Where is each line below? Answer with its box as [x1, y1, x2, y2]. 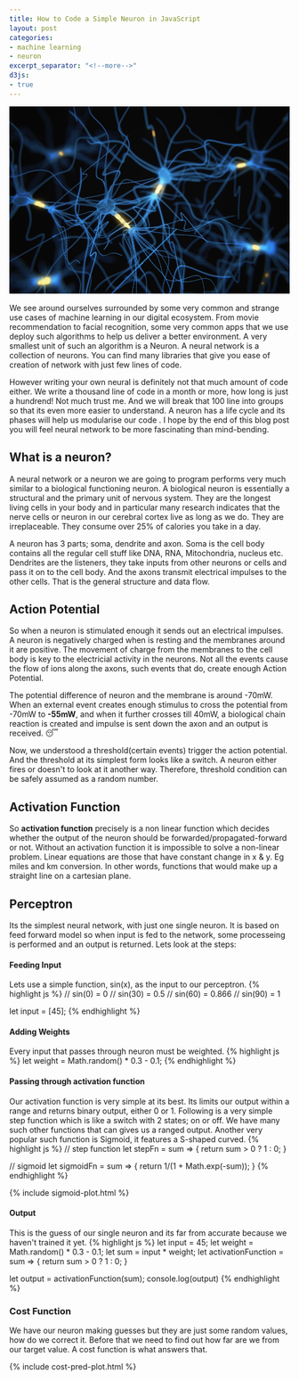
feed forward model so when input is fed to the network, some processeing [9, 930, 286, 940]
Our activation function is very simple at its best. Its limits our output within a [9, 1096, 290, 1106]
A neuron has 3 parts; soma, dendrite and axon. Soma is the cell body [9, 538, 265, 548]
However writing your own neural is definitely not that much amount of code [9, 376, 289, 387]
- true [9, 80, 34, 89]
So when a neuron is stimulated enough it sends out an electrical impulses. [9, 625, 284, 637]
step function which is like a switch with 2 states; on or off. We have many [9, 1114, 280, 1125]
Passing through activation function [9, 1076, 145, 1087]
